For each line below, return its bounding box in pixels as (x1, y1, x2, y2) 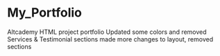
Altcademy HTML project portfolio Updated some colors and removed (7, 28, 207, 36)
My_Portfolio (7, 5, 82, 21)
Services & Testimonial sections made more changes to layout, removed (7, 35, 214, 43)
